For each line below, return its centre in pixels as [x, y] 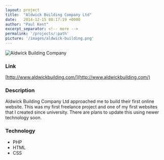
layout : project [22, 10]
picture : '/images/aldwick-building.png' [50, 39]
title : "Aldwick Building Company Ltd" [49, 15]
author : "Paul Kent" [27, 24]
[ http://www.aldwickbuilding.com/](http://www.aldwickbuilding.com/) [78, 77]
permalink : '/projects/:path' [37, 34]
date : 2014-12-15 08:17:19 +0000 [43, 19]
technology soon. [24, 118]
